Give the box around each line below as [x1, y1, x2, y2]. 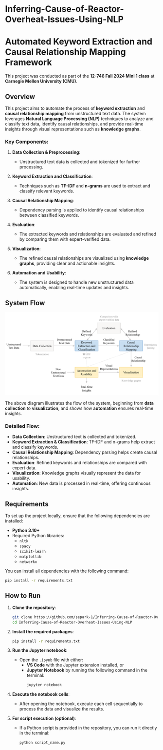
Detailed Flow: [5, 422, 40, 429]
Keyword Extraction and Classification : [12, 173, 93, 179]
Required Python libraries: [12, 533, 65, 539]
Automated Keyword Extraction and [5, 36, 152, 47]
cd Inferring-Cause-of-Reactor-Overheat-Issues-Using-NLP [12, 620, 132, 625]
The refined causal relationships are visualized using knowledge [19, 255, 149, 261]
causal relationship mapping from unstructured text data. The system [5, 110, 146, 116]
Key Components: [5, 138, 49, 145]
